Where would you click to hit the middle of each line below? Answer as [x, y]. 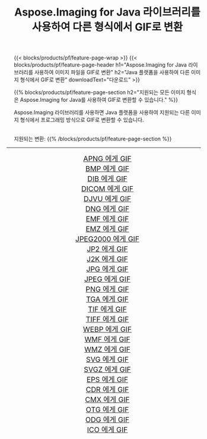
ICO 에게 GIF [107, 430]
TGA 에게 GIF [107, 300]
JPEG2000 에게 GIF [107, 239]
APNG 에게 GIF [107, 159]
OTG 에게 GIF [107, 410]
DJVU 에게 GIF [107, 199]
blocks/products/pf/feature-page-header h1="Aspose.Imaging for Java [101, 65]
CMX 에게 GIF [107, 400]
